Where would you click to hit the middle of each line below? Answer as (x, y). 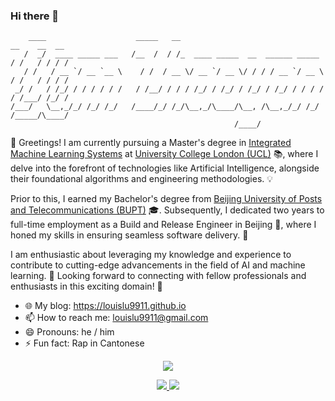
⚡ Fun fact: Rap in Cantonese (84, 343)
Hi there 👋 (35, 16)
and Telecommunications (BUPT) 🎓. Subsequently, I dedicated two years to (167, 210)
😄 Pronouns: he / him (69, 332)
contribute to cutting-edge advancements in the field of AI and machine (158, 265)
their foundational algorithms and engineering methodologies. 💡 (142, 179)
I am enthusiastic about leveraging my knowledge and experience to (151, 255)
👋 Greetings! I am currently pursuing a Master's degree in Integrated (151, 143)
